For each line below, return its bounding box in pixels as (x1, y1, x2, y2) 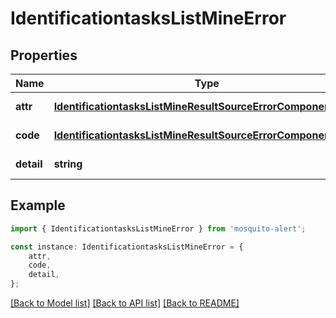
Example (10, 197, 66, 214)
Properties (10, 47, 78, 64)
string (53, 157, 83, 171)
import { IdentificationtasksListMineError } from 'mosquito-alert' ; (10, 223, 307, 234)
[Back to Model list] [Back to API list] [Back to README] (10, 297, 240, 309)
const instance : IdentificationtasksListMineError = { (10, 242, 244, 252)
